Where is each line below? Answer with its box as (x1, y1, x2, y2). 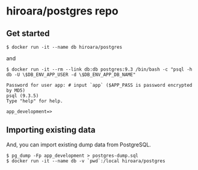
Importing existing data (6, 125, 96, 135)
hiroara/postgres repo (6, 4, 119, 18)
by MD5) (6, 87, 26, 93)
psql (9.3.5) (6, 93, 39, 99)
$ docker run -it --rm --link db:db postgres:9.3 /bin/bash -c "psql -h (6, 66, 193, 72)
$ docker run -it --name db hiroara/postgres (6, 44, 122, 50)
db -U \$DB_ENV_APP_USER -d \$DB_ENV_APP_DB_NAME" (6, 72, 136, 78)
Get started (6, 28, 50, 39)
